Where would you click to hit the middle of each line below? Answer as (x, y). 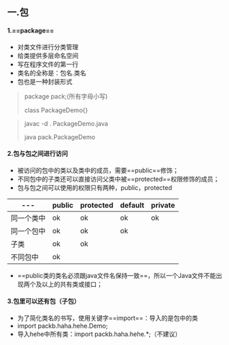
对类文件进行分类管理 (48, 46)
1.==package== (31, 30)
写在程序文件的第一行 (48, 64)
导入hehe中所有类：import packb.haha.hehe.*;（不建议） (99, 334)
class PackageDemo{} (56, 110)
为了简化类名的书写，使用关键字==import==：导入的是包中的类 (108, 318)
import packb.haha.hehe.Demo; (62, 326)
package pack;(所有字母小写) (66, 96)
